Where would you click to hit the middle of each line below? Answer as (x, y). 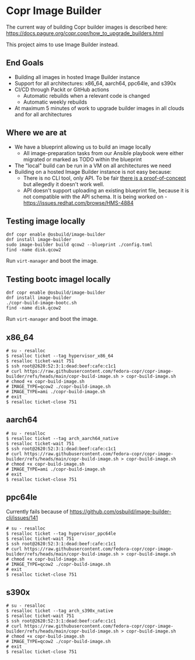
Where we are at (36, 133)
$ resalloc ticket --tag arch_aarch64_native (62, 438)
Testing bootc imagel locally (58, 279)
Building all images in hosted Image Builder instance (77, 77)
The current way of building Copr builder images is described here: (87, 27)
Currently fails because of (37, 511)
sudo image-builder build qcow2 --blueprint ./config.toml (79, 245)
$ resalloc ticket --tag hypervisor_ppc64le (61, 534)
